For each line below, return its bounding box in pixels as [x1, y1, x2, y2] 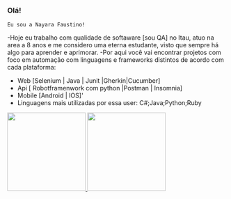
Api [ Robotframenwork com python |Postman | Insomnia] [17, 84, 183, 93]
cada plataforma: [7, 63, 56, 72]
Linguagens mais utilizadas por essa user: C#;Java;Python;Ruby [17, 99, 202, 107]
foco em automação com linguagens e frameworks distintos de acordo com [7, 56, 224, 64]
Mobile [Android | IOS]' [17, 91, 83, 99]
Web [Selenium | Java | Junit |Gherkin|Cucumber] [17, 77, 161, 85]
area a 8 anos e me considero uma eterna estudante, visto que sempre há [7, 41, 219, 49]
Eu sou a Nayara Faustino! [7, 22, 86, 29]
